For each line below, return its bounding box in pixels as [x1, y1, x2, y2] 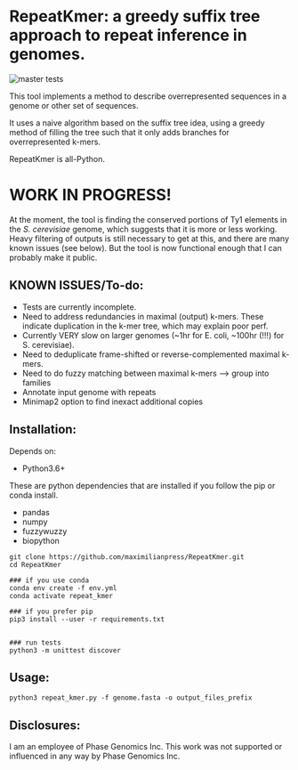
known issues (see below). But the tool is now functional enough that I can [9, 242, 282, 253]
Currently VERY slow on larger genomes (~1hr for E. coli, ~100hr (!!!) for [21, 329, 285, 340]
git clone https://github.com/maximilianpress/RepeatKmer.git [9, 552, 245, 562]
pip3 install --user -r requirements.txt [9, 614, 165, 624]
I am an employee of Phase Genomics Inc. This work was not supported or [9, 742, 283, 752]
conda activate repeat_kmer [9, 591, 114, 600]
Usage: [9, 669, 51, 685]
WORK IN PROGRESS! [9, 185, 172, 206]
